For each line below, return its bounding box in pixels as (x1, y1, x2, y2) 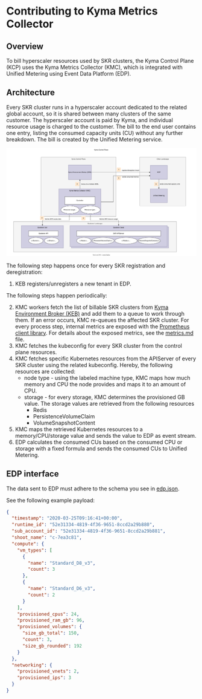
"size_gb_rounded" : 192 (22, 643, 83, 649)
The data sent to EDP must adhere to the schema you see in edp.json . (6, 485, 180, 492)
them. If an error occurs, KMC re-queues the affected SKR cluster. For (14, 316, 189, 323)
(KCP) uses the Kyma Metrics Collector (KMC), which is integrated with (6, 63, 183, 71)
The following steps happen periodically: (6, 291, 107, 299)
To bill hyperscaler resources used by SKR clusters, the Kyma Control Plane (6, 57, 194, 64)
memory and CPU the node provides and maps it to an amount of (24, 380, 186, 388)
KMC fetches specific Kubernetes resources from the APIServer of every (14, 355, 197, 362)
